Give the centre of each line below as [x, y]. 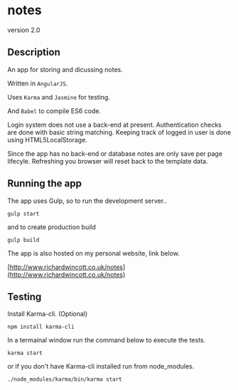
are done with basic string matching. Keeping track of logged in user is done [119, 132]
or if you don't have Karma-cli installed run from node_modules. [101, 367]
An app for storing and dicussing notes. [65, 69]
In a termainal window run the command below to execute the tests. [107, 340]
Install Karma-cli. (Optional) [48, 314]
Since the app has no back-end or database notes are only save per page [115, 153]
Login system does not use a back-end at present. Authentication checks [114, 125]
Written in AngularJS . [38, 83]
